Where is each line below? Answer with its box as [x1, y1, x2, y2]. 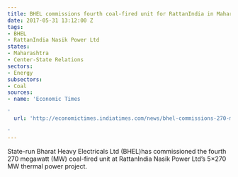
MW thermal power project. [7, 161, 87, 170]
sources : [7, 89, 33, 96]
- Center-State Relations [7, 56, 84, 63]
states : [7, 43, 30, 50]
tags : [7, 23, 23, 30]
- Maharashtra [7, 50, 50, 57]
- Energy [7, 69, 33, 76]
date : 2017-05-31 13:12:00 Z [7, 17, 93, 24]
